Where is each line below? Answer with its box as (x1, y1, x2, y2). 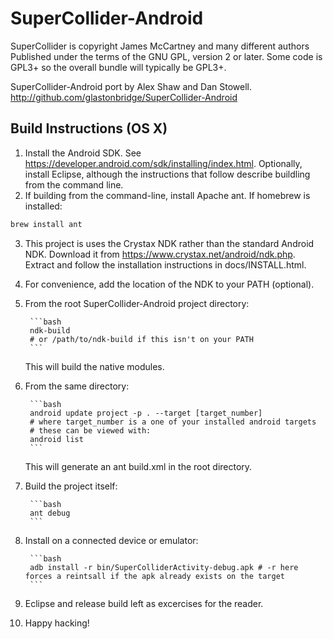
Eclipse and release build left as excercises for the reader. (24, 597, 264, 609)
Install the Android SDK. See (24, 147, 142, 159)
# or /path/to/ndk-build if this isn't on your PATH (29, 334, 254, 344)
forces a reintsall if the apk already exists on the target (24, 571, 286, 581)
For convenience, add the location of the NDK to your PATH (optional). (24, 278, 315, 290)
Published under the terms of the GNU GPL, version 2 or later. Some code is (10, 50, 323, 62)
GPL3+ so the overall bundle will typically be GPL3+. (10, 61, 227, 73)
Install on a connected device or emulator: (24, 534, 199, 546)
